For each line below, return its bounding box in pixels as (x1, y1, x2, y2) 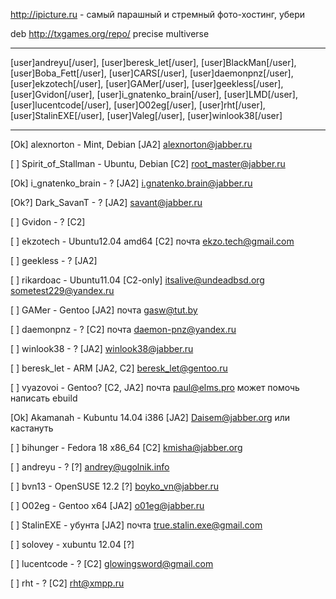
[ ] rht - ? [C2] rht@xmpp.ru (10, 577, 125, 589)
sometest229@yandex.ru (10, 285, 115, 296)
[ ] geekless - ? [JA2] (10, 255, 98, 266)
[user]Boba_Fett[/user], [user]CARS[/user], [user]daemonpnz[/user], (10, 67, 294, 79)
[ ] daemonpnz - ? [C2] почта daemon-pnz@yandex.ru (10, 324, 237, 335)
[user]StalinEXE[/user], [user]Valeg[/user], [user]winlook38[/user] (10, 110, 283, 121)
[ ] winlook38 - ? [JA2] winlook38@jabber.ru (10, 343, 194, 354)
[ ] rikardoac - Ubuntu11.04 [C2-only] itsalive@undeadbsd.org (10, 274, 265, 286)
